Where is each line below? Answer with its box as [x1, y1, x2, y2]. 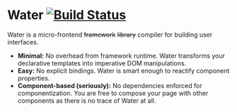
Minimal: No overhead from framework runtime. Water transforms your [17, 51, 225, 60]
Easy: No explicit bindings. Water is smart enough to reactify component [17, 66, 230, 75]
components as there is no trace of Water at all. [17, 96, 156, 105]
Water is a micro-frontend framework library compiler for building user [7, 30, 213, 39]
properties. [17, 74, 50, 82]
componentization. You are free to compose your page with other [17, 89, 209, 97]
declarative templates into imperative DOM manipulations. [17, 58, 187, 67]
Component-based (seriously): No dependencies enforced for [17, 81, 203, 89]
